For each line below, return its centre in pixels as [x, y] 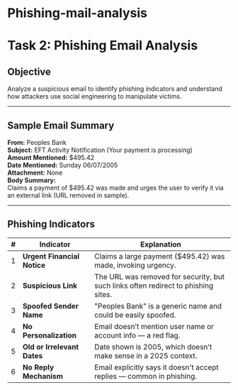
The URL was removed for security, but [160, 276]
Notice [34, 265]
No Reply [38, 367]
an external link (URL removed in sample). [68, 195]
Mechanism [43, 376]
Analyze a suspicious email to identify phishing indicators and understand [115, 89]
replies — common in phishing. [146, 376]
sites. [103, 294]
